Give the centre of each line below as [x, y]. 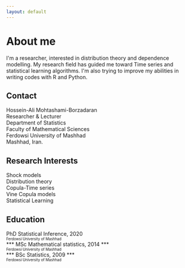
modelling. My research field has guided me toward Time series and [90, 64]
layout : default [26, 12]
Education [26, 219]
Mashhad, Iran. [25, 142]
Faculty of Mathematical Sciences [48, 129]
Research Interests [42, 161]
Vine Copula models [31, 194]
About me [31, 41]
